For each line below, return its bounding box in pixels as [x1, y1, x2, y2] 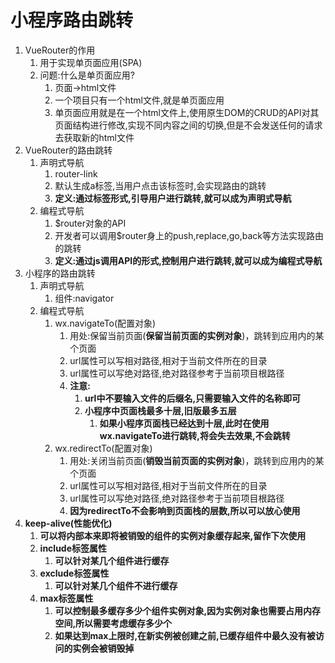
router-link [54, 167, 98, 180]
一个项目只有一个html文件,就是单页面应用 [54, 94, 225, 106]
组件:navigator [54, 292, 115, 304]
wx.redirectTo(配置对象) [54, 442, 153, 454]
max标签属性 [39, 592, 94, 604]
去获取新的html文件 [54, 131, 135, 143]
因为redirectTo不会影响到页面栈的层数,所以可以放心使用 [69, 504, 301, 516]
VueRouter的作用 [24, 44, 96, 56]
